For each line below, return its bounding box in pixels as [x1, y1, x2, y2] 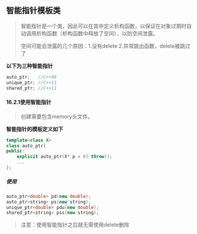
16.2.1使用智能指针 [6, 99, 51, 106]
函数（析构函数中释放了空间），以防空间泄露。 [46, 30, 159, 37]
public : [6, 148, 25, 154]
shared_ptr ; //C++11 [6, 85, 57, 91]
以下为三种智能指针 [6, 62, 53, 69]
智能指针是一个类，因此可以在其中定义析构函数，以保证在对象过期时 [20, 22, 187, 30]
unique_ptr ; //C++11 [6, 79, 57, 86]
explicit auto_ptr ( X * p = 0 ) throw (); [17, 154, 112, 160]
